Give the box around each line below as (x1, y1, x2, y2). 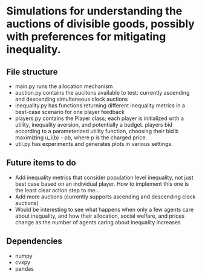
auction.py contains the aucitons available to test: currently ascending (15, 89, 190, 96)
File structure (6, 66, 58, 77)
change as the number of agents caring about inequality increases (15, 218, 181, 226)
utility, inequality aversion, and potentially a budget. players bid (15, 121, 172, 128)
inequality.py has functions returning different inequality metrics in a (15, 102, 186, 109)
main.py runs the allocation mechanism (15, 83, 113, 90)
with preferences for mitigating (6, 30, 166, 43)
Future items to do (6, 158, 77, 168)
